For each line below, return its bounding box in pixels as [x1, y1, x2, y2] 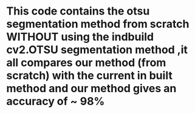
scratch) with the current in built [6, 69, 173, 82]
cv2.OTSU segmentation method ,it [6, 43, 188, 57]
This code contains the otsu [6, 4, 150, 18]
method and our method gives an [6, 82, 177, 95]
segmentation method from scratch [6, 17, 190, 31]
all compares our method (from [6, 56, 166, 70]
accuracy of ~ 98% [6, 95, 105, 109]
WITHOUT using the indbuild [6, 30, 154, 44]
